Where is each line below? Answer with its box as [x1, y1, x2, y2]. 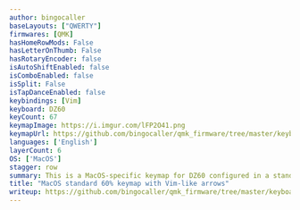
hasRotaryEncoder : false [9, 55, 102, 63]
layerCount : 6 [9, 146, 62, 155]
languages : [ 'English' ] [9, 138, 98, 147]
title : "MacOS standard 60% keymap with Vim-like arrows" [9, 180, 229, 189]
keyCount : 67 [9, 113, 58, 122]
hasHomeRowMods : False [9, 38, 94, 47]
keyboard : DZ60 [9, 105, 66, 113]
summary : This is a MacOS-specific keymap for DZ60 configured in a [9, 171, 270, 180]
